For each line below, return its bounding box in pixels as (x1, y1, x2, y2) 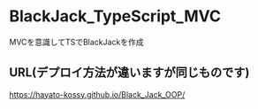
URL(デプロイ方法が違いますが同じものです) (9, 65, 250, 81)
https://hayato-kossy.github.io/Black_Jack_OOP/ (9, 89, 186, 99)
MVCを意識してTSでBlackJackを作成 (9, 36, 144, 47)
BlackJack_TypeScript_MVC (9, 6, 221, 27)
